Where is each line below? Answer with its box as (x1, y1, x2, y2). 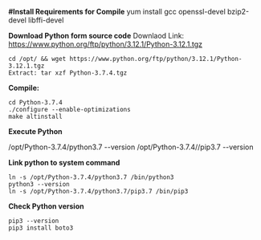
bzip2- (227, 7, 250, 16)
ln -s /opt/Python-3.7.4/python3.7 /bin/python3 (8, 173, 174, 181)
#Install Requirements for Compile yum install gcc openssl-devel (8, 7, 226, 16)
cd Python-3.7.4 (8, 99, 63, 107)
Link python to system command (8, 158, 120, 167)
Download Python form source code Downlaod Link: (8, 31, 185, 40)
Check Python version (8, 201, 84, 211)
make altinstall (8, 112, 63, 120)
